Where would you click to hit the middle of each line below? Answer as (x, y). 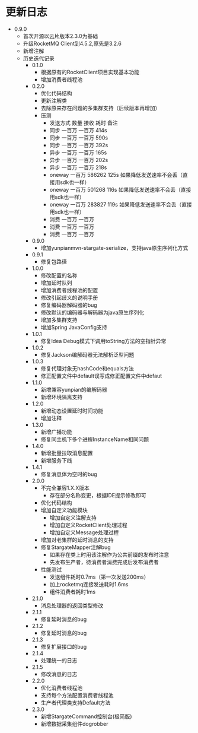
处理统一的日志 (59, 660)
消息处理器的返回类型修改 (72, 605)
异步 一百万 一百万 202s (79, 160)
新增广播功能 (56, 431)
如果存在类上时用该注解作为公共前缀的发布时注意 (109, 554)
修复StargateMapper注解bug (76, 547)
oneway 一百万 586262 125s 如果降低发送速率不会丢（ (116, 174)
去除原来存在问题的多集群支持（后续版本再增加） (100, 108)
